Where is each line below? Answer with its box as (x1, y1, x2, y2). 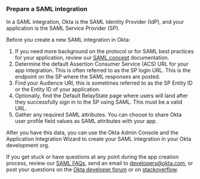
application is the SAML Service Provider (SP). (6, 24, 120, 32)
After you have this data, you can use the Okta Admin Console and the (6, 129, 179, 136)
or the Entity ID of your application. (14, 86, 101, 93)
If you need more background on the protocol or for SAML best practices (14, 48, 194, 55)
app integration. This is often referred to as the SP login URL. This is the (14, 67, 191, 74)
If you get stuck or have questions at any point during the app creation (6, 153, 179, 161)
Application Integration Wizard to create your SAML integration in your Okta (6, 135, 192, 143)
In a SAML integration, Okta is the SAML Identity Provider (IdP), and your (6, 18, 185, 26)
